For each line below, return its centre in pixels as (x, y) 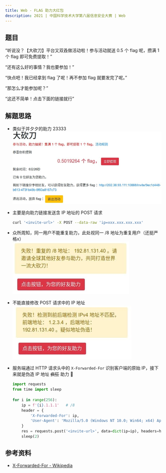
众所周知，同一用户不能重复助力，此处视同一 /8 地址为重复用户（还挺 (83, 233)
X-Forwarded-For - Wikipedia (42, 465)
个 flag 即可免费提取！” (29, 56)
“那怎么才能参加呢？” (27, 88)
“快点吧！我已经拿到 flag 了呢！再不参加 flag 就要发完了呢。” (66, 78)
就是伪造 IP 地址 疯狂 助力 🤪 (45, 374)
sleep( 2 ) (30, 437)
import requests (29, 384)
